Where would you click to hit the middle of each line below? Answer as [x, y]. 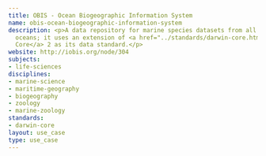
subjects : [25, 60]
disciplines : [30, 74]
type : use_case [33, 140]
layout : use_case [37, 132]
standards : [26, 118]
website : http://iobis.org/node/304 [68, 52]
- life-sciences [35, 67]
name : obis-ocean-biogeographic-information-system [95, 23]
